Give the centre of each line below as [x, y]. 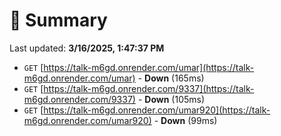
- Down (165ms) [171, 78]
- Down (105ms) [171, 99]
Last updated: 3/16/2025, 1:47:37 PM [87, 48]
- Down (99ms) [185, 120]
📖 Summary [58, 20]
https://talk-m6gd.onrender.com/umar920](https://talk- [157, 110]
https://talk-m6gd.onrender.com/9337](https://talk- [149, 88]
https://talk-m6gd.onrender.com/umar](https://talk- [149, 67]
